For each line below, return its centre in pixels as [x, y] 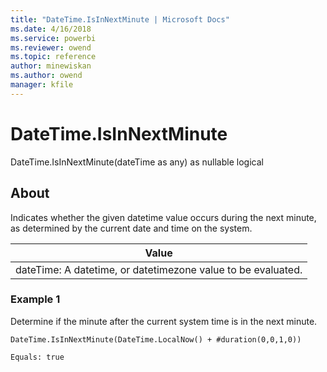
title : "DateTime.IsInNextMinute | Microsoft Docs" [120, 19]
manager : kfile [42, 85]
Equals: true [37, 357]
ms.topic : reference [53, 57]
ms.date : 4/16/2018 [51, 29]
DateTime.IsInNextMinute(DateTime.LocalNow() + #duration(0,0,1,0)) [156, 339]
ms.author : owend [46, 76]
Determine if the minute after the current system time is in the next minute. [164, 321]
